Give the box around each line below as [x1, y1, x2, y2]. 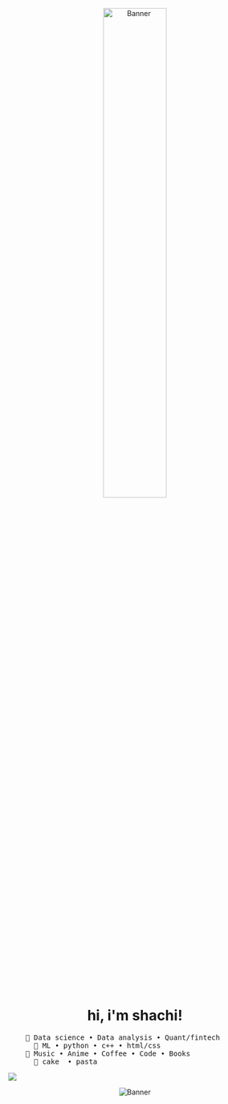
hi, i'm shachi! [87, 1007, 183, 1024]
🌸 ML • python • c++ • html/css [33, 1041, 161, 1050]
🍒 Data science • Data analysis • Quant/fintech [25, 1032, 221, 1042]
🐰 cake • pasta [33, 1057, 98, 1066]
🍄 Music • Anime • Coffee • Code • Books [25, 1049, 191, 1058]
